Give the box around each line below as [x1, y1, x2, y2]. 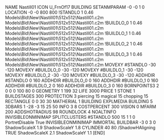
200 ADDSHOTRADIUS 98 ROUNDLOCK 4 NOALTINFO [5, 109, 117, 115]
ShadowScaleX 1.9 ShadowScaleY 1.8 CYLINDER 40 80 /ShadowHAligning [5, 125, 156, 130]
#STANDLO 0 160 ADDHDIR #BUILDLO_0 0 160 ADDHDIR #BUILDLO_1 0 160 [5, 77, 159, 83]
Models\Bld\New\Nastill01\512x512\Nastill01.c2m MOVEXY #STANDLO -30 [5, 62, 156, 68]
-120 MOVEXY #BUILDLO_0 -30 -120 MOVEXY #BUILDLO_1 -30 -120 [5, 67, 144, 73]
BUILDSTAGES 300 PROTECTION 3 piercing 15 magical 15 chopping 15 [5, 93, 149, 99]
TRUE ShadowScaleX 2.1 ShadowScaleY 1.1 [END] [5, 130, 105, 136]
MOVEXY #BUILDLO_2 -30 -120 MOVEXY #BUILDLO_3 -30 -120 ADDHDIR [5, 72, 155, 78]
